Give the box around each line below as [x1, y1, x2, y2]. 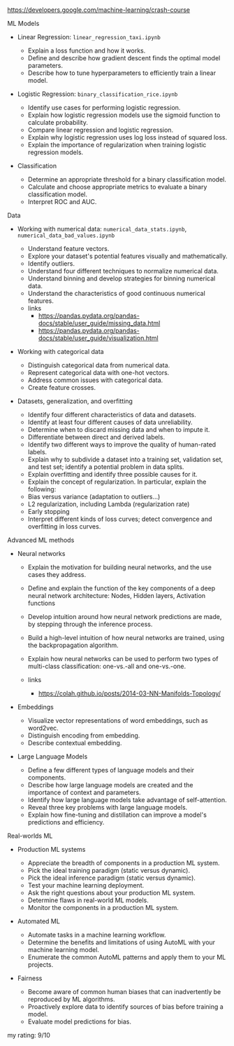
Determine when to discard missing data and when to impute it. [27, 426, 210, 434]
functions [27, 599, 56, 608]
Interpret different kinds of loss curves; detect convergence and [27, 515, 212, 524]
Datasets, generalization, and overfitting [17, 397, 133, 405]
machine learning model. [27, 946, 100, 954]
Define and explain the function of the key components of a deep [27, 584, 216, 592]
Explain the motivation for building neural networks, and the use [27, 563, 212, 571]
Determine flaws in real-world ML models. [27, 896, 149, 904]
